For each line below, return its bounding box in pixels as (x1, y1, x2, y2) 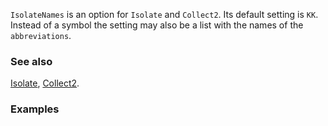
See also (10, 54, 53, 68)
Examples (10, 102, 60, 116)
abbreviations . (10, 30, 72, 41)
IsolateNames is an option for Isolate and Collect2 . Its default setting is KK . (10, 9, 319, 20)
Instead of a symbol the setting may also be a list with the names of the (10, 19, 304, 31)
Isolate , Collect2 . (10, 77, 80, 89)
